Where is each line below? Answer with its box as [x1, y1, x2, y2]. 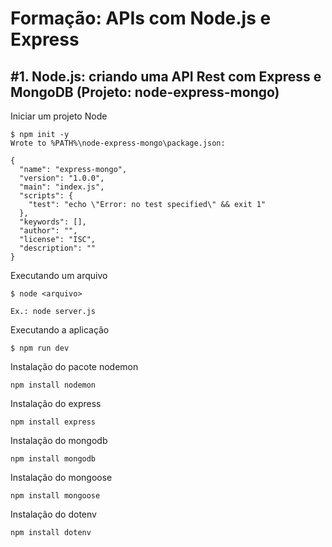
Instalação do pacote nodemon [10, 361, 139, 372]
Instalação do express [10, 398, 102, 409]
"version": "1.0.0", [19, 173, 105, 183]
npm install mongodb [10, 454, 97, 464]
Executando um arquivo [10, 270, 108, 281]
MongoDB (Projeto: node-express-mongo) [10, 83, 280, 101]
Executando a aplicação [10, 324, 110, 336]
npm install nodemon [10, 380, 97, 390]
